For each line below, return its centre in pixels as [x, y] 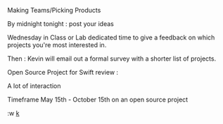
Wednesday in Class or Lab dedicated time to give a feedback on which [111, 37]
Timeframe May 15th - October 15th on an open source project [98, 99]
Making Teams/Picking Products [54, 10]
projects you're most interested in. [57, 45]
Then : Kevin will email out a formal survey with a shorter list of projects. [112, 58]
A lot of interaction [34, 86]
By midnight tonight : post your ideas [60, 24]
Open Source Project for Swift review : [63, 72]
